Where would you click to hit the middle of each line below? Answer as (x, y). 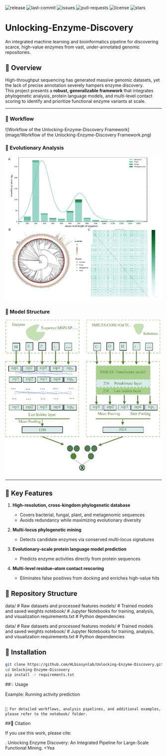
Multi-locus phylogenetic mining (47, 530)
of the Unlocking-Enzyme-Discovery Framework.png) (96, 135)
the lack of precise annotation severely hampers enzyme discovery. (75, 85)
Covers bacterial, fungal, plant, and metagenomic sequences (82, 515)
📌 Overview (23, 68)
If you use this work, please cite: (38, 733)
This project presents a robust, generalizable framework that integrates (79, 90)
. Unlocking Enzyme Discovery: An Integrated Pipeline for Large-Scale (77, 743)
